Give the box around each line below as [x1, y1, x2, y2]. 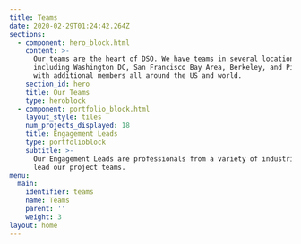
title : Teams [9, 13, 58, 22]
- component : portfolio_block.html [17, 105, 150, 114]
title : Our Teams [25, 88, 90, 97]
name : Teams [25, 196, 70, 206]
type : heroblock [25, 96, 87, 105]
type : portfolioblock [25, 138, 106, 147]
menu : [9, 171, 30, 180]
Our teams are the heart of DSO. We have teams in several [32, 55, 258, 63]
